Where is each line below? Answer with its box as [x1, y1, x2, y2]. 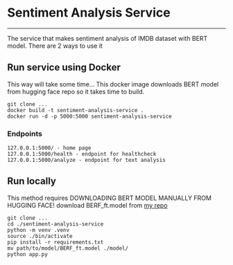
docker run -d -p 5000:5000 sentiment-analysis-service [7, 113, 172, 120]
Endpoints [7, 129, 43, 138]
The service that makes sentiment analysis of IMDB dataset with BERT [7, 34, 208, 42]
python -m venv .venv [7, 226, 70, 233]
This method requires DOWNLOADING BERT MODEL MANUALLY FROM [7, 194, 212, 202]
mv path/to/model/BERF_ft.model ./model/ [7, 244, 129, 252]
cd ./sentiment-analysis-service [7, 220, 104, 228]
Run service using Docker [7, 62, 121, 73]
